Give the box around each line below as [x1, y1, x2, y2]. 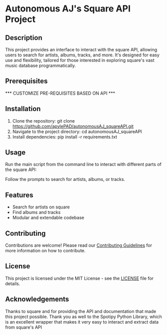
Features [5, 190, 33, 199]
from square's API [5, 324, 42, 330]
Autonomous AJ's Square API [5, 3, 131, 14]
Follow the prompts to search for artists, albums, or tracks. [5, 176, 126, 182]
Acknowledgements [5, 295, 69, 304]
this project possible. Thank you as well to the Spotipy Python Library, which [5, 314, 162, 320]
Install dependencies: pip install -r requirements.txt [12, 134, 117, 140]
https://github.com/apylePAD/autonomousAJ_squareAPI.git [12, 123, 134, 129]
